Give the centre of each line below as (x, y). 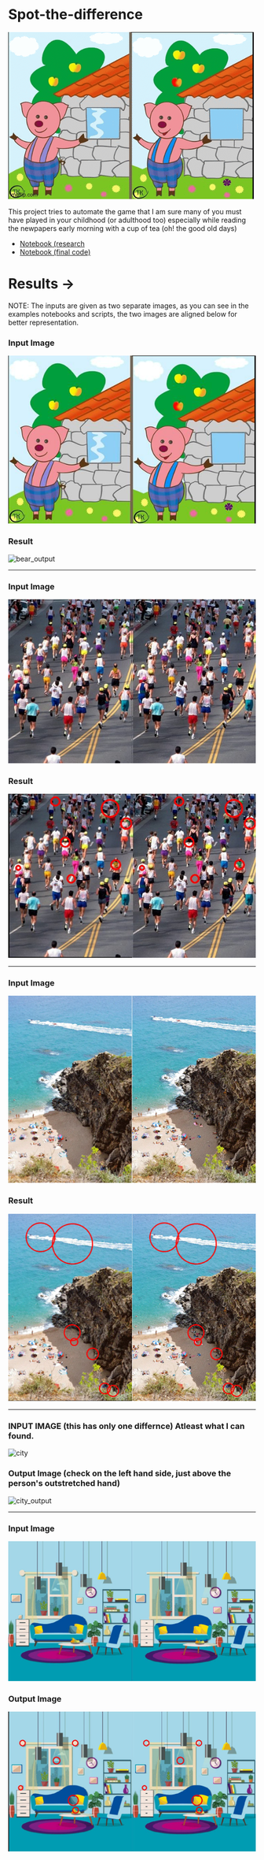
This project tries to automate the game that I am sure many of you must (125, 211)
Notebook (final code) (55, 252)
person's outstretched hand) (64, 1483)
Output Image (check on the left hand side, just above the (120, 1473)
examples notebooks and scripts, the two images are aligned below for (123, 314)
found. (21, 1436)
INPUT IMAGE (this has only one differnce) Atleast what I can (126, 1426)
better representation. (44, 322)
